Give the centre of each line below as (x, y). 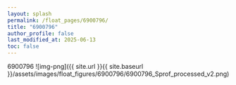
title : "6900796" (33, 27)
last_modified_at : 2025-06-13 (52, 40)
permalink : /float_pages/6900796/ (58, 20)
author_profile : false (41, 33)
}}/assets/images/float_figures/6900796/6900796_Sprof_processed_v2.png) (118, 74)
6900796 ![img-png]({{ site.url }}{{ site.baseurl (75, 66)
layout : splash (30, 14)
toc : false (23, 46)
